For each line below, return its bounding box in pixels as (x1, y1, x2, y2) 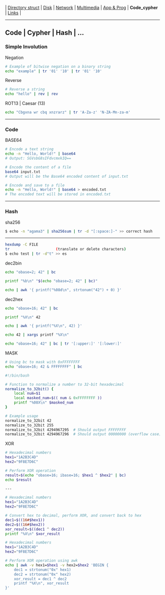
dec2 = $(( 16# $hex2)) (5, 522, 45, 527)
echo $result (5, 477, 32, 482)
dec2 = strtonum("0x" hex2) (14, 572, 71, 577)
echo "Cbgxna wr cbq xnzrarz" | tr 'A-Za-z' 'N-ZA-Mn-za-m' (5, 110, 131, 115)
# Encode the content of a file (5, 164, 71, 169)
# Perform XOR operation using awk (5, 558, 78, 563)
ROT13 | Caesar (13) (5, 101, 46, 107)
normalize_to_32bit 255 (5, 423, 54, 428)
